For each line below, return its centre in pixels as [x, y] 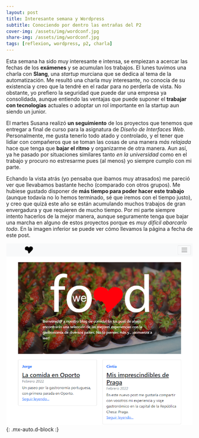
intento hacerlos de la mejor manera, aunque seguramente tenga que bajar [97, 216]
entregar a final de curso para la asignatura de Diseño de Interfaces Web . [96, 129]
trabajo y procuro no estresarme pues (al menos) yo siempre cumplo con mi [99, 161]
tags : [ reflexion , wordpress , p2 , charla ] [59, 44]
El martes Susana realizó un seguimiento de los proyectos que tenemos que [99, 123]
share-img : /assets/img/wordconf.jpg [53, 38]
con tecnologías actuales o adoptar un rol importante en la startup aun [93, 105]
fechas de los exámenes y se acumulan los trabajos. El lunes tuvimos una [96, 67]
